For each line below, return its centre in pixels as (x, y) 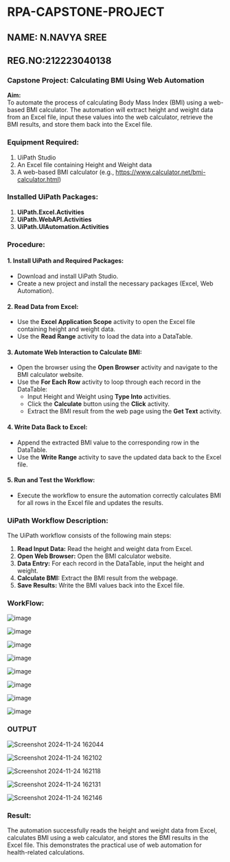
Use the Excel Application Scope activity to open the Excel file (106, 322)
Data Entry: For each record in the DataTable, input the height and (111, 563)
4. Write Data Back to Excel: (47, 427)
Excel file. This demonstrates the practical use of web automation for (105, 845)
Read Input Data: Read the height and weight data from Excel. (105, 549)
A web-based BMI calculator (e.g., (66, 172)
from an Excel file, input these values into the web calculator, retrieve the (110, 117)
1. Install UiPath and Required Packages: (66, 261)
